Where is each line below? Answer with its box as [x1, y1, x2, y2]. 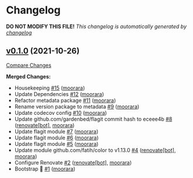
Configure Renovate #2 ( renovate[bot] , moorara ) [14, 159, 132, 166]
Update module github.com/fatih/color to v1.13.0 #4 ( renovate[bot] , [14, 146, 176, 153]
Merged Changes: [6, 73, 51, 80]
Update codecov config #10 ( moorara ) [14, 109, 107, 116]
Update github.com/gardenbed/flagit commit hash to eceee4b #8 [14, 115, 173, 122]
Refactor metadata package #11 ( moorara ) [14, 97, 116, 104]
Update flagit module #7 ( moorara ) [14, 128, 98, 135]
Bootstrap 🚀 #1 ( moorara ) [14, 165, 75, 172]
